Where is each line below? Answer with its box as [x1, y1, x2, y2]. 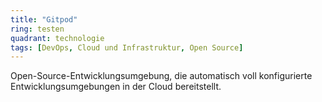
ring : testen [10, 24, 65, 34]
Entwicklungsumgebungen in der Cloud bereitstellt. [10, 81, 222, 93]
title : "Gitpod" [10, 14, 78, 25]
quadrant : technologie [10, 33, 105, 43]
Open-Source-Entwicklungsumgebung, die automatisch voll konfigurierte [10, 70, 313, 82]
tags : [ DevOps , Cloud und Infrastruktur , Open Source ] [10, 42, 244, 53]
